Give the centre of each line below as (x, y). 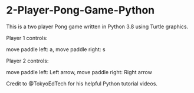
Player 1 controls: (27, 38)
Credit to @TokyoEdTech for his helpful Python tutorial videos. (82, 84)
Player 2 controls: (27, 61)
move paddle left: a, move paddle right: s (56, 49)
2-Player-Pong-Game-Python (80, 10)
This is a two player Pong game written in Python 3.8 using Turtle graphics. (97, 26)
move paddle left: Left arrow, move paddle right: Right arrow (79, 72)
